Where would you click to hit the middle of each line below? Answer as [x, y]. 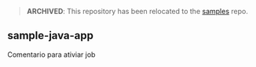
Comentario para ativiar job [51, 55]
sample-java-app [50, 35]
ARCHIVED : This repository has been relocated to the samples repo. [137, 11]
